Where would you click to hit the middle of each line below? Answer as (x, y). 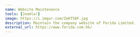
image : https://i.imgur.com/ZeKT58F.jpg (47, 18)
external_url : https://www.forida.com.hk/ (49, 27)
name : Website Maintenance (32, 9)
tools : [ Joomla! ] (23, 14)
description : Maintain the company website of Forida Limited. (70, 23)
